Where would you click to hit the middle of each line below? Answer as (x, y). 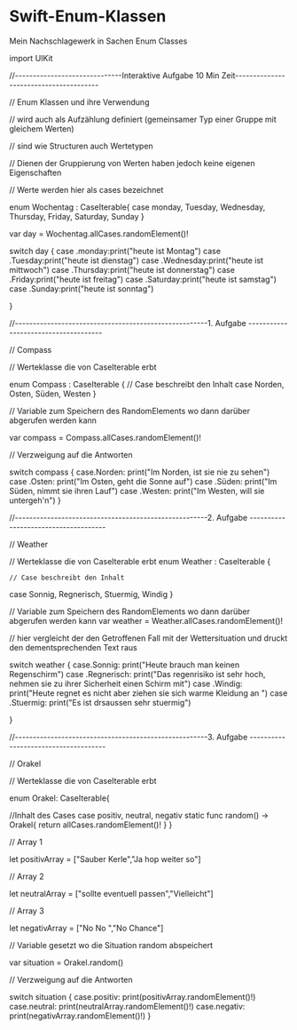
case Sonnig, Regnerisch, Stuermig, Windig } (91, 594)
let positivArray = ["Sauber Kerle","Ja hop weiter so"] (105, 858)
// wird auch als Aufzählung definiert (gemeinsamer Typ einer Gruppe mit (143, 119)
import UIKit (31, 58)
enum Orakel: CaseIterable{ (60, 798)
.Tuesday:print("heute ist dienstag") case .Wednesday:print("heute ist (137, 260)
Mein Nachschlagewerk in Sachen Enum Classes (98, 41)
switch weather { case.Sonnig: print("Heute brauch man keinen (125, 665)
